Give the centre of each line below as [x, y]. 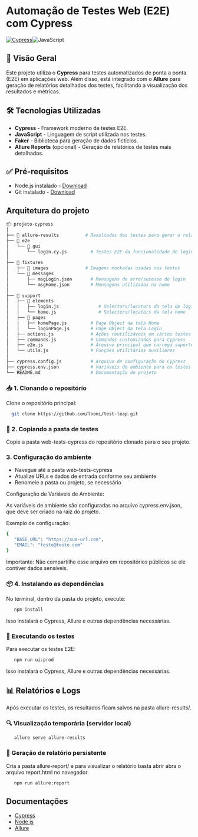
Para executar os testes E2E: [41, 649]
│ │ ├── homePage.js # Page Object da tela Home [83, 323]
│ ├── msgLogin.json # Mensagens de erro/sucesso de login [96, 279]
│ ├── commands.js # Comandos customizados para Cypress [96, 340]
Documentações [37, 801]
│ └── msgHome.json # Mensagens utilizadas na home [88, 285]
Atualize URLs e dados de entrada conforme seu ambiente [85, 476]
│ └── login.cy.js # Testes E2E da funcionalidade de [92, 252]
